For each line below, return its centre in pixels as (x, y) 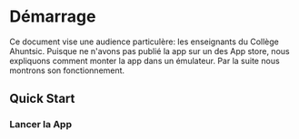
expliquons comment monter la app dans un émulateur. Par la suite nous (145, 60)
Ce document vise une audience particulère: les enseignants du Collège (144, 42)
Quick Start (42, 99)
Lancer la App (41, 125)
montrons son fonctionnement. (67, 70)
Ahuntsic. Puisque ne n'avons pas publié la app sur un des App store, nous (149, 51)
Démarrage (53, 17)
